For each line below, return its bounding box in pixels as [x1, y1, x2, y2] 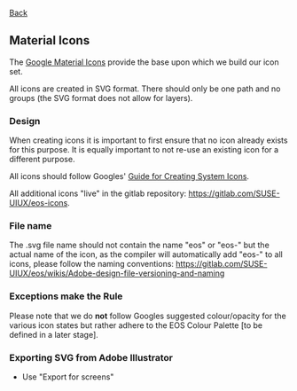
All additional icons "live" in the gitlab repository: [9, 188, 187, 199]
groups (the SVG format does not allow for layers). [9, 92, 193, 103]
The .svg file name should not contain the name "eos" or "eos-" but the [9, 239, 270, 251]
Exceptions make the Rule [9, 290, 123, 302]
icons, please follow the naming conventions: [9, 259, 175, 270]
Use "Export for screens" [21, 371, 114, 382]
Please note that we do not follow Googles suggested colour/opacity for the [9, 310, 286, 321]
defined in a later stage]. [9, 329, 99, 340]
